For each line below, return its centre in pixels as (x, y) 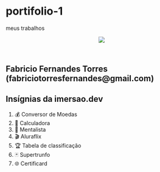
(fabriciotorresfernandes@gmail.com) (80, 78)
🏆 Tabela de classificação (48, 145)
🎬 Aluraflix (28, 136)
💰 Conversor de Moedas (46, 114)
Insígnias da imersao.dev (54, 99)
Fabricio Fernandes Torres (57, 69)
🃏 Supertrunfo (32, 154)
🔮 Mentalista (30, 129)
